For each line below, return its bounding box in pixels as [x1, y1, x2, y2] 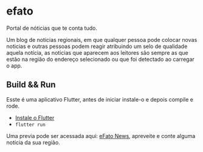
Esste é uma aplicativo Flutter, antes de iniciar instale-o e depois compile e [6, 95, 193, 103]
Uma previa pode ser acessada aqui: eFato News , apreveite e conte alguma [6, 132, 196, 139]
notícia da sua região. [6, 139, 61, 146]
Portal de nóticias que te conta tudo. [6, 24, 97, 32]
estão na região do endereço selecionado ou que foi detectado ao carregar [6, 55, 194, 63]
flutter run [15, 122, 46, 128]
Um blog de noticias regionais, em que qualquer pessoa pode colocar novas [6, 36, 198, 43]
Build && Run [6, 80, 56, 90]
